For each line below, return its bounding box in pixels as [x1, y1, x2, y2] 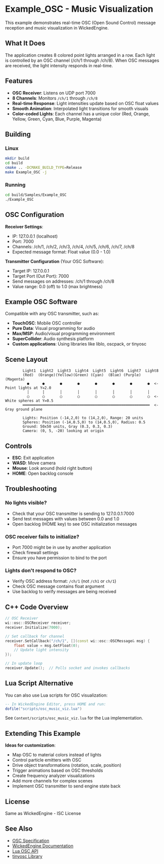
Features [5, 77, 33, 85]
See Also [5, 825, 33, 833]
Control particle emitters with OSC [12, 757, 82, 763]
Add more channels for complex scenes [12, 778, 93, 784]
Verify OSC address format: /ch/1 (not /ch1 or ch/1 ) [12, 578, 117, 584]
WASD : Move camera [12, 460, 56, 466]
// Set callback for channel [5, 634, 65, 639]
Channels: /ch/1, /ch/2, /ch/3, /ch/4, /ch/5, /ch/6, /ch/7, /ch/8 [12, 243, 135, 249]
